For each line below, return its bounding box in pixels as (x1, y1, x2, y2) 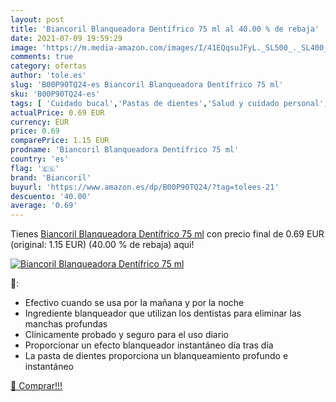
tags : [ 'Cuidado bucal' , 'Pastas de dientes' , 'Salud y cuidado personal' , (10, 98, 329, 108)
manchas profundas (24, 318, 108, 330)
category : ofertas (10, 61, 87, 71)
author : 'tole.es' (10, 71, 87, 81)
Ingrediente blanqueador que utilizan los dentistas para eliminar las (24, 307, 302, 320)
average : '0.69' (10, 201, 78, 211)
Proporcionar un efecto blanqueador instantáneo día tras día (24, 339, 274, 351)
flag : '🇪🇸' (10, 163, 60, 173)
